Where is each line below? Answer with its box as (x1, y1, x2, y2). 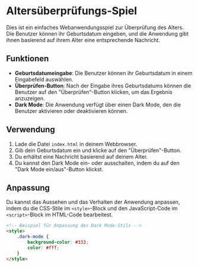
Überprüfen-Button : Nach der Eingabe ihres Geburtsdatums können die (14, 82, 191, 89)
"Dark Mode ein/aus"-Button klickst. (14, 165, 104, 173)
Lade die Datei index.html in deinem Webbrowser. (14, 140, 138, 147)
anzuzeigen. (14, 94, 46, 102)
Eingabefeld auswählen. (14, 75, 74, 83)
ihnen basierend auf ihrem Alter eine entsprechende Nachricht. (6, 36, 160, 43)
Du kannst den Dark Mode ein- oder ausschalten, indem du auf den (14, 159, 180, 166)
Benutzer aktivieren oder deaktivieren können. (14, 107, 128, 114)
